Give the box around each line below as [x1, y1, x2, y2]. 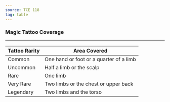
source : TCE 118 [5, 7, 39, 13]
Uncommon [8, 64, 36, 71]
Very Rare [8, 80, 31, 87]
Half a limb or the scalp [45, 64, 100, 71]
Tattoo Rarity [8, 47, 40, 54]
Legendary [8, 88, 34, 95]
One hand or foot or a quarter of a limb [45, 56, 137, 63]
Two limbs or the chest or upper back [45, 80, 134, 87]
